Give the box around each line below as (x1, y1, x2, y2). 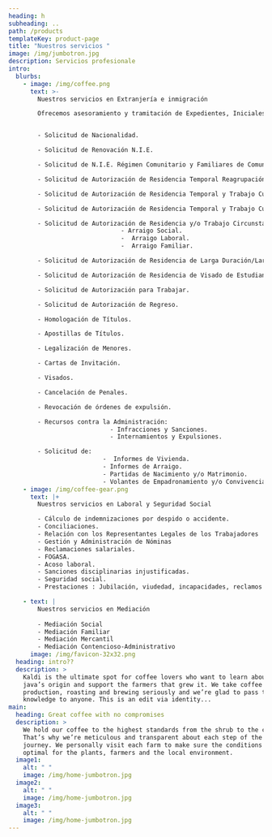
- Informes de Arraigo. (102, 463, 183, 471)
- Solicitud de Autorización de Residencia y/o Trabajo (37, 219, 230, 227)
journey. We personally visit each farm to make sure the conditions (23, 740, 263, 749)
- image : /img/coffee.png (23, 80, 111, 88)
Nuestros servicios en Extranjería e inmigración (37, 95, 208, 103)
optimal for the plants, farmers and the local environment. (23, 749, 233, 757)
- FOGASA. (37, 553, 70, 561)
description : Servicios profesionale (8, 58, 136, 66)
